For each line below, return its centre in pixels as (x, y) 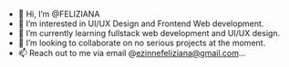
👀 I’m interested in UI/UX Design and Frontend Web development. (141, 24)
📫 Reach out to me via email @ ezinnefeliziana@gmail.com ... (132, 53)
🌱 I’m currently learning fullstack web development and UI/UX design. (149, 33)
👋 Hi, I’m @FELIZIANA (59, 14)
